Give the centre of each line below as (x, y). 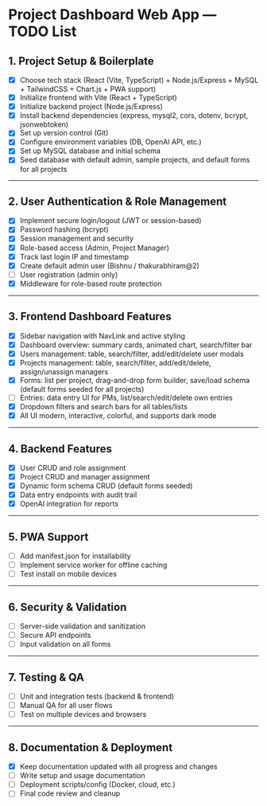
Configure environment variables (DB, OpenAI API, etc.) (110, 142)
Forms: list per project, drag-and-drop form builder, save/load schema (135, 380)
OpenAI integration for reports (69, 504)
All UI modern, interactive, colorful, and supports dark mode (118, 416)
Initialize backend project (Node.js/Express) (91, 107)
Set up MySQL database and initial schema (90, 151)
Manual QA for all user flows (66, 706)
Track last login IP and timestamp (74, 256)
